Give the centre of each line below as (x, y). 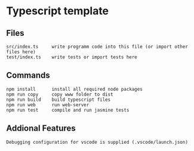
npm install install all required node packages (75, 89)
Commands (28, 75)
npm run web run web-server (48, 105)
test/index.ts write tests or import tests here (72, 57)
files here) (21, 52)
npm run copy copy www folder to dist (60, 94)
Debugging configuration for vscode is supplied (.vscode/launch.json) (97, 142)
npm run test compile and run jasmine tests (68, 110)
